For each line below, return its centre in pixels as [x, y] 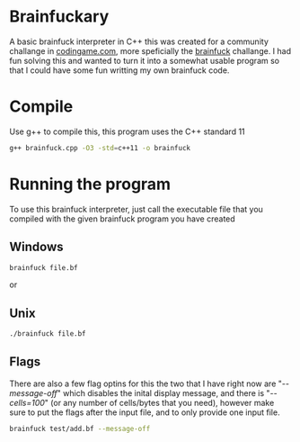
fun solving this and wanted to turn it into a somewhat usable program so [145, 60]
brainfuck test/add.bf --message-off [80, 428]
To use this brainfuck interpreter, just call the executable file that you [136, 209]
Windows [36, 247]
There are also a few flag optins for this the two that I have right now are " [146, 383]
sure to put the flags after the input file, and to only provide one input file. [145, 412]
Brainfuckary [59, 17]
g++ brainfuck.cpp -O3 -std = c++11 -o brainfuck [100, 148]
